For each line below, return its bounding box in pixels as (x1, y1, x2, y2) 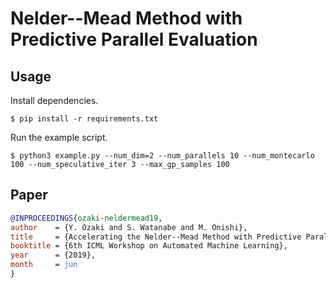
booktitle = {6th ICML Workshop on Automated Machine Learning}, (10, 241, 288, 251)
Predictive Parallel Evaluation (10, 28, 258, 51)
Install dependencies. (10, 95, 99, 106)
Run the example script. (10, 132, 108, 143)
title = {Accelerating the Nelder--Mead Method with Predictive (10, 232, 302, 242)
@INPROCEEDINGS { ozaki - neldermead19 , (10, 213, 163, 223)
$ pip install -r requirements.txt (10, 114, 159, 124)
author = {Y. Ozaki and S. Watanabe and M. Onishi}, (10, 222, 248, 232)
